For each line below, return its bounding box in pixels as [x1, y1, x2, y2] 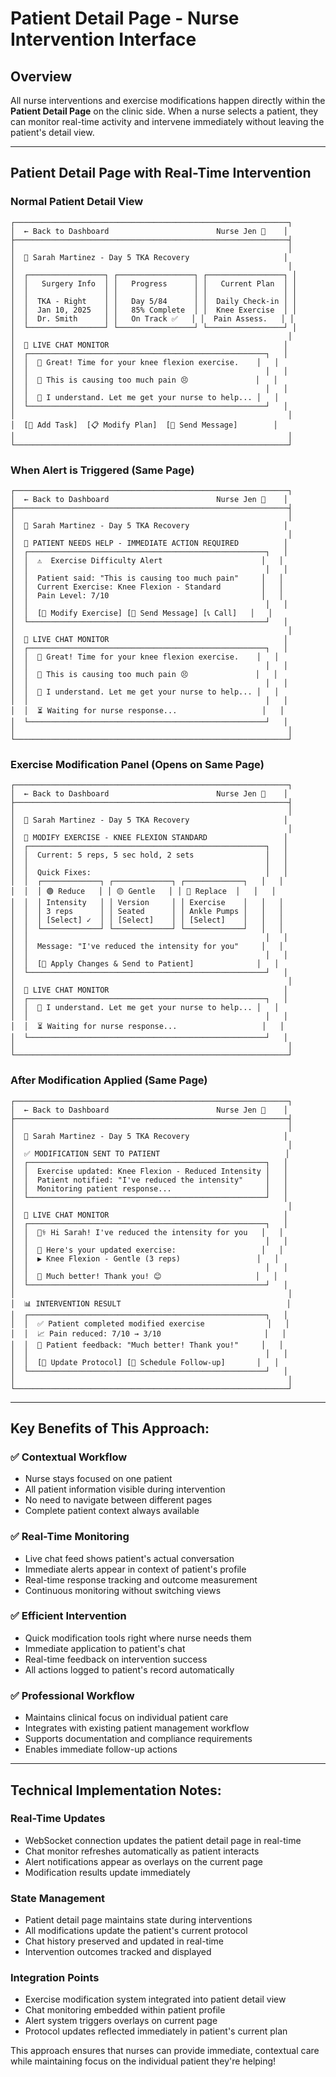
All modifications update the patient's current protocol [24, 1925, 248, 1937]
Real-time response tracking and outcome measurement [24, 1573, 258, 1586]
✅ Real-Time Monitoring [10, 1530, 130, 1544]
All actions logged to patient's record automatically [24, 1663, 235, 1676]
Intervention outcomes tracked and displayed [24, 1946, 212, 1958]
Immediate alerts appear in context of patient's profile [24, 1563, 247, 1575]
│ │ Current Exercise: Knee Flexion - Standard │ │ [10, 582, 284, 592]
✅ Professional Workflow [10, 1688, 135, 1702]
